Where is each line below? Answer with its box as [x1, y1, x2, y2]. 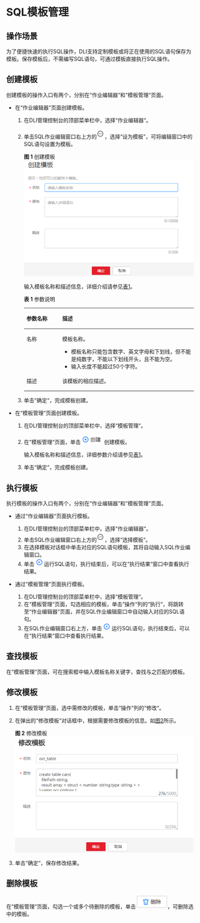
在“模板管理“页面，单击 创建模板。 [23, 439, 130, 446]
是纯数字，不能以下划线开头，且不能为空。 [71, 355, 176, 362]
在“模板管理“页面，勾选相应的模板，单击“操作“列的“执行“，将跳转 [23, 600, 184, 608]
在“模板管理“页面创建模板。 [14, 409, 83, 417]
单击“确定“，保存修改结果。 [14, 859, 83, 866]
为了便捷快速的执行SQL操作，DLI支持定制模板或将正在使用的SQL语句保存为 [6, 48, 192, 55]
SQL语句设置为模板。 [23, 140, 76, 148]
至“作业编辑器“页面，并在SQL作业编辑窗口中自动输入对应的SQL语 [23, 608, 185, 615]
